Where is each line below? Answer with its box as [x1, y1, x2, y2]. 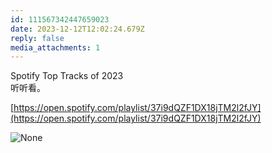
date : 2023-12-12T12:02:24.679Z [10, 24, 145, 34]
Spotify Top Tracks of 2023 [10, 70, 124, 82]
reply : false [10, 33, 65, 43]
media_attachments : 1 [10, 42, 101, 53]
